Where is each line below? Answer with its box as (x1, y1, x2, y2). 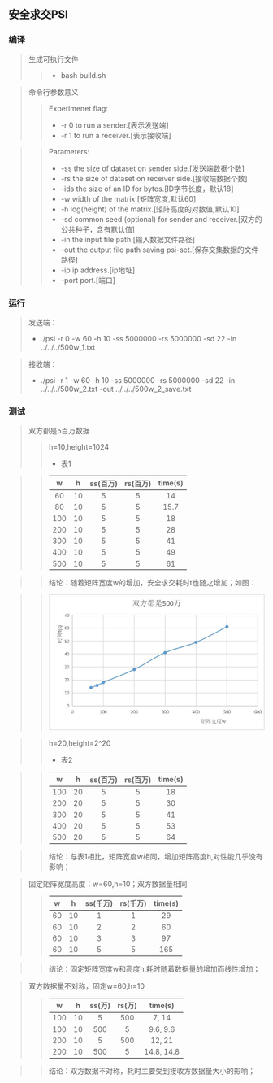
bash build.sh (60, 70, 106, 80)
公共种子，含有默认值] (60, 224, 136, 234)
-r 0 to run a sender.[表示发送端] (60, 120, 169, 130)
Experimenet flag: (48, 103, 108, 113)
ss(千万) (84, 898, 114, 908)
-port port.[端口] (60, 275, 116, 285)
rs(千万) (119, 898, 148, 908)
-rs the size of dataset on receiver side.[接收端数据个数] (60, 173, 248, 183)
